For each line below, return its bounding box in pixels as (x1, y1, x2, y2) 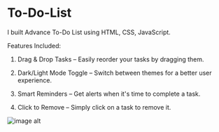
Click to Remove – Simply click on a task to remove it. (17, 103, 171, 111)
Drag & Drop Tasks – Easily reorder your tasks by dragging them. (17, 54, 204, 64)
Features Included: (7, 41, 62, 50)
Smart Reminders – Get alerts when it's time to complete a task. (17, 89, 201, 98)
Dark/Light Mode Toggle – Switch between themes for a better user (17, 68, 212, 77)
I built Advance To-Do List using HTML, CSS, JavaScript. (7, 28, 171, 36)
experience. (17, 75, 52, 85)
